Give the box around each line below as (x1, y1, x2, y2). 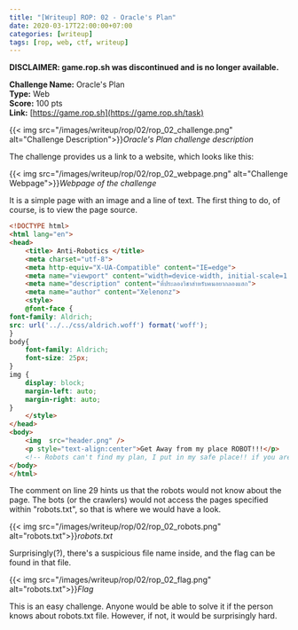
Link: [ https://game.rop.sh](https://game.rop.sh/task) (9, 107, 204, 118)
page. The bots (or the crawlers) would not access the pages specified (9, 494, 269, 506)
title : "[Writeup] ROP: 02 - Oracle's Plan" (9, 12, 176, 22)
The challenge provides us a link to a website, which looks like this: (9, 152, 255, 162)
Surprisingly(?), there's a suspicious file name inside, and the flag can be (9, 547, 276, 559)
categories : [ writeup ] (9, 29, 93, 38)
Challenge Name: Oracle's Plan (9, 79, 126, 90)
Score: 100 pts (9, 98, 64, 109)
